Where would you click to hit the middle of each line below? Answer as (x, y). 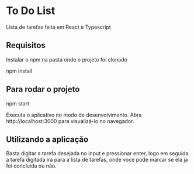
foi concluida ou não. (31, 166)
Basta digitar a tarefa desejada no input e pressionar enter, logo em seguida (97, 153)
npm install (19, 71)
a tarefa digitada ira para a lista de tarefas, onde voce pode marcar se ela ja (97, 160)
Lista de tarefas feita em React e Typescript (58, 27)
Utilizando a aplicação (47, 139)
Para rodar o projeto (43, 89)
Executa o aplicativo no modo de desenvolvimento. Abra (74, 115)
